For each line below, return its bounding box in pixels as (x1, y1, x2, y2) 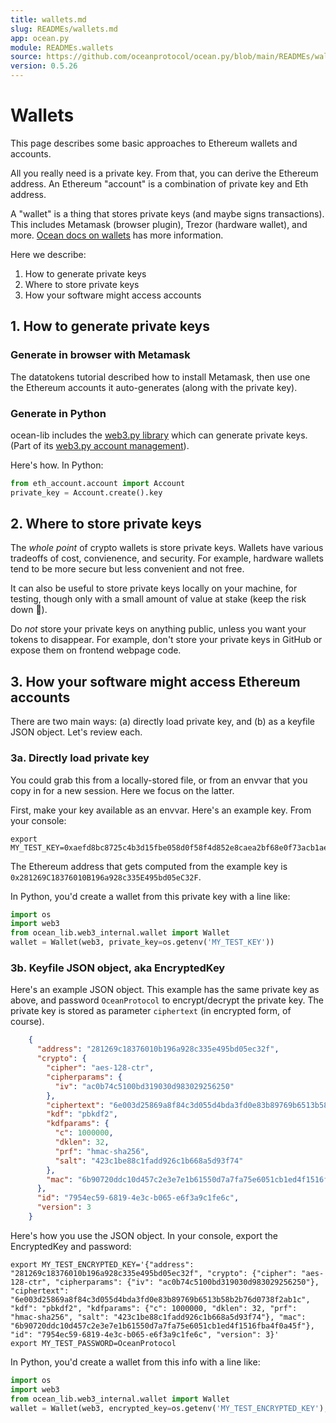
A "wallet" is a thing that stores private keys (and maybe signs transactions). (10, 207, 325, 220)
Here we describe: (10, 248, 87, 260)
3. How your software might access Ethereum (10, 673, 301, 690)
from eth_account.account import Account (10, 478, 186, 488)
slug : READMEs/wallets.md (10, 24, 118, 34)
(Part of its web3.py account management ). (10, 439, 190, 451)
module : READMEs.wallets (10, 42, 114, 53)
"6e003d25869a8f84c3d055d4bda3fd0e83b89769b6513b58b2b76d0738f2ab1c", (10, 1294, 311, 1305)
